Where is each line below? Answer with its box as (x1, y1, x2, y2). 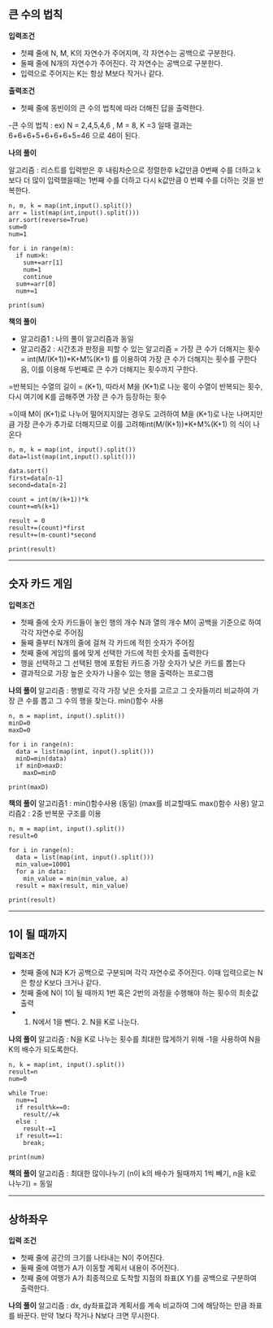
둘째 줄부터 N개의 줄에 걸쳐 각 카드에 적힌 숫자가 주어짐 (19, 638, 195, 647)
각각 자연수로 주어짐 (19, 627, 84, 637)
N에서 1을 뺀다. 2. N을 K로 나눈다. (32, 1017, 140, 1027)
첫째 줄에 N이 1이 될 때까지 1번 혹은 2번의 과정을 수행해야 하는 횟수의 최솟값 (19, 988, 258, 998)
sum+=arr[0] (15, 280, 57, 288)
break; (23, 1139, 45, 1147)
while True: (8, 1089, 49, 1098)
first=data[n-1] (8, 474, 63, 482)
